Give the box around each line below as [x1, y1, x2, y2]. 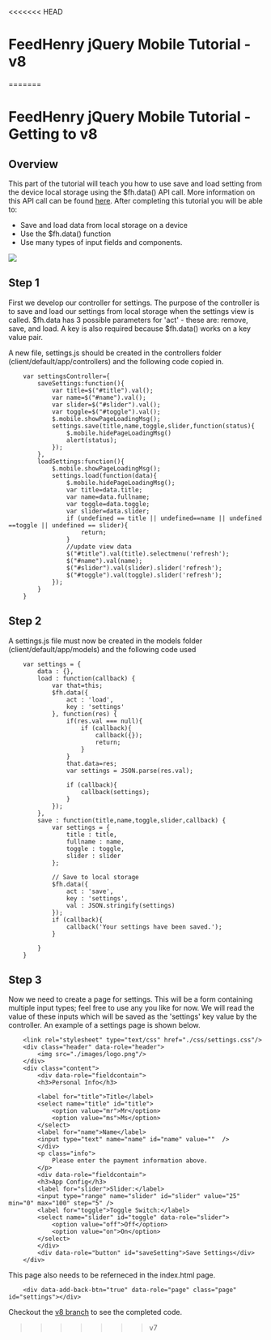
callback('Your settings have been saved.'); [66, 922, 222, 931]
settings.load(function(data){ [51, 471, 158, 479]
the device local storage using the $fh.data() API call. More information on [8, 187, 256, 197]
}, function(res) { [51, 710, 117, 718]
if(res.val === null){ [66, 717, 143, 725]
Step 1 [8, 276, 40, 290]
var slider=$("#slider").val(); [51, 401, 161, 409]
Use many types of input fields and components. [19, 237, 183, 247]
